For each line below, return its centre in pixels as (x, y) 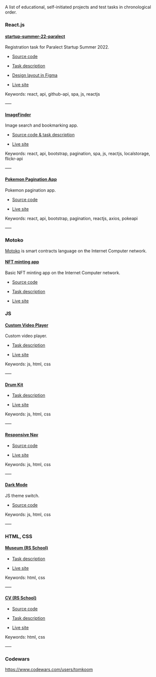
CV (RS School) (21, 598)
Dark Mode (16, 485)
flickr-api (14, 159)
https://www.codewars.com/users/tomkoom (49, 670)
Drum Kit (14, 384)
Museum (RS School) (27, 548)
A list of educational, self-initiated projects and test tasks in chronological (78, 7)
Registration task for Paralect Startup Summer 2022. (57, 47)
